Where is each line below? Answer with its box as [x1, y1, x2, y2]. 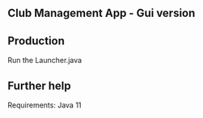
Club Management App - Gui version [7, 6, 196, 20]
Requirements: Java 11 [7, 100, 82, 110]
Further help [7, 78, 72, 92]
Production [7, 34, 66, 48]
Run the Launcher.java [7, 56, 82, 65]
